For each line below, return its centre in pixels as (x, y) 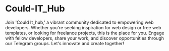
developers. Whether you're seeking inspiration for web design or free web (83, 27)
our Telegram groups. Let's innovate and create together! (65, 43)
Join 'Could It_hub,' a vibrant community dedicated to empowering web (79, 22)
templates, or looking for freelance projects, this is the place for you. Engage (85, 33)
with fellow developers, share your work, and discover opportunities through (85, 38)
